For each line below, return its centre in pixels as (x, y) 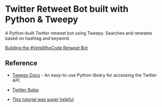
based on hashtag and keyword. (38, 38)
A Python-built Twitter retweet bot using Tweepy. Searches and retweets (79, 33)
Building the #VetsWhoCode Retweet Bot (46, 48)
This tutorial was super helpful (43, 99)
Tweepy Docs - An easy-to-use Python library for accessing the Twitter (84, 75)
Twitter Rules (26, 90)
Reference (21, 63)
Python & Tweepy (42, 19)
